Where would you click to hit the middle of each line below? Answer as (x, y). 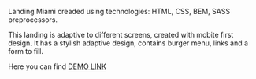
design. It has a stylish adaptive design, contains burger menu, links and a (128, 43)
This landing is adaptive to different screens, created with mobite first (121, 35)
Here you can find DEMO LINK (57, 66)
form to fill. (26, 51)
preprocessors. (33, 20)
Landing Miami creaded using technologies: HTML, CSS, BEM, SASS (119, 11)
